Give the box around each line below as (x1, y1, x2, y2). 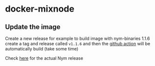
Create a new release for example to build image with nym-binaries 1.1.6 (5, 35, 150, 41)
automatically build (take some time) (5, 46, 78, 51)
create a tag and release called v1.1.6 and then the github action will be (5, 41, 151, 47)
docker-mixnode (5, 3, 75, 15)
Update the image (5, 23, 61, 31)
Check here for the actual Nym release (5, 55, 83, 61)
